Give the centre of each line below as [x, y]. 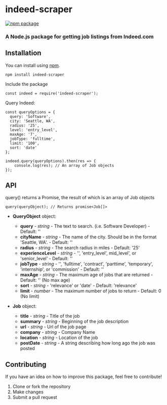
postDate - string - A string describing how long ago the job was [88, 343]
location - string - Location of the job [59, 338]
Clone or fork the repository [41, 387]
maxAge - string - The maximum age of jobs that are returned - [87, 275]
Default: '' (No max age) [45, 280]
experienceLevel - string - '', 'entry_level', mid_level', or [78, 253]
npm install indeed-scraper [35, 75]
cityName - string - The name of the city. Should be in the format [88, 237]
